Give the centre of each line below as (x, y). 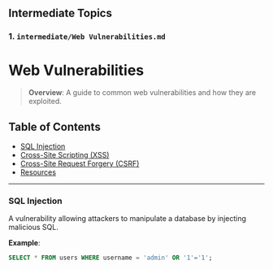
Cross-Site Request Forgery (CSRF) (80, 164)
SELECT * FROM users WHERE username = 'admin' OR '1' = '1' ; (110, 258)
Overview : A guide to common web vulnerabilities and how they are (142, 93)
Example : (24, 243)
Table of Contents (55, 126)
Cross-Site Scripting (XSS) (65, 155)
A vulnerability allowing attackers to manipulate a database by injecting (127, 219)
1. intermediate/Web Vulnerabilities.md (87, 37)
